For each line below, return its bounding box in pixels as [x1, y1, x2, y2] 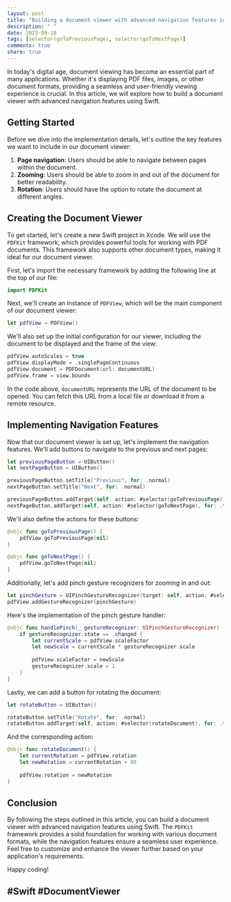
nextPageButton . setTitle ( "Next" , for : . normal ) [7, 483, 146, 490]
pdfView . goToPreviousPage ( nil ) [19, 534, 109, 541]
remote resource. [7, 399, 56, 408]
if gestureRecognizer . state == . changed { [19, 630, 143, 638]
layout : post [7, 10, 45, 17]
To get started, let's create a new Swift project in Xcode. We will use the [7, 230, 211, 239]
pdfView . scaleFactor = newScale [32, 657, 125, 663]
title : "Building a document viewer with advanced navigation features [7, 17, 217, 23]
